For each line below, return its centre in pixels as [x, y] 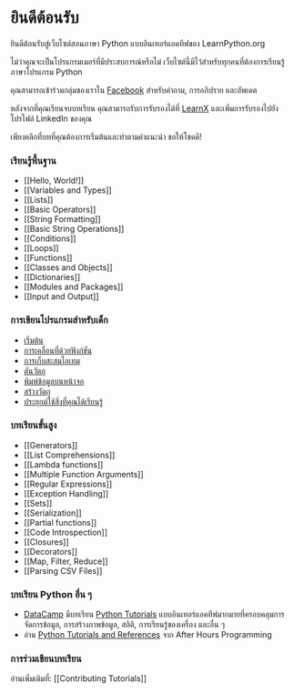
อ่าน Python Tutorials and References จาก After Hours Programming [147, 635]
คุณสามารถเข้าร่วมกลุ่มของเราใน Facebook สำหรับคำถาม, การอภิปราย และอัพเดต [134, 90]
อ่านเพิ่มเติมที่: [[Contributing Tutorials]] [79, 678]
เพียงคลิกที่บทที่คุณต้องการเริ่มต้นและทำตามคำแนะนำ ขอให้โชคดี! [106, 136]
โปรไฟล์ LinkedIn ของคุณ [51, 118]
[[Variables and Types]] [67, 190]
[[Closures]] [46, 542]
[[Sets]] [38, 503]
